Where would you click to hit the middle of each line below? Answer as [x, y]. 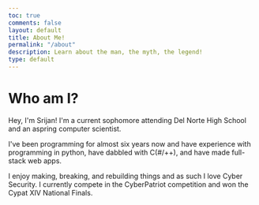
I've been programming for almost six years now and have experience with [129, 143]
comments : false [35, 23]
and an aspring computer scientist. [65, 129]
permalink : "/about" [42, 45]
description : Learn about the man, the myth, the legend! [105, 52]
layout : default [35, 30]
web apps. [44, 160]
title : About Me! [37, 37]
